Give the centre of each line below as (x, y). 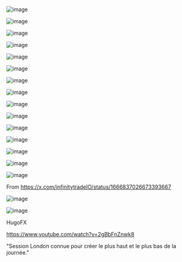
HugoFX (17, 222)
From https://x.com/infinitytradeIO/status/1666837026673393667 (89, 187)
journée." (18, 253)
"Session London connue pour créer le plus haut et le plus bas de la (91, 246)
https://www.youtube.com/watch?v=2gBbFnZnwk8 (71, 234)
